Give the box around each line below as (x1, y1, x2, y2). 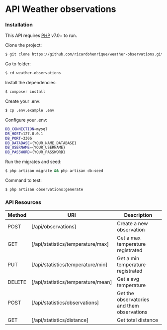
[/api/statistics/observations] (31, 299, 99, 306)
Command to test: (5, 177, 42, 183)
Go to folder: (5, 61, 31, 67)
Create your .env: (5, 98, 41, 104)
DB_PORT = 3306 (5, 136, 32, 141)
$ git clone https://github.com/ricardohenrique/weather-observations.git (5, 52, 164, 57)
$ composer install (5, 89, 46, 94)
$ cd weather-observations (5, 71, 61, 76)
